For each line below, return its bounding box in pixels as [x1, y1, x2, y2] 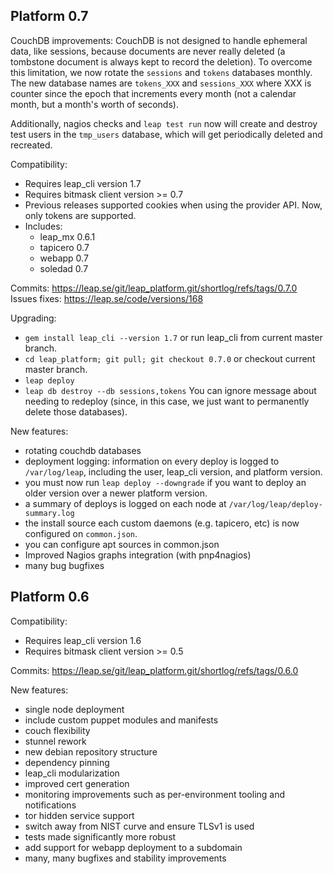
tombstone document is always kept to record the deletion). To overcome [10, 55, 313, 68]
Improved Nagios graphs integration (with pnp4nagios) [24, 549, 252, 561]
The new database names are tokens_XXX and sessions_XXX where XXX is [10, 77, 312, 89]
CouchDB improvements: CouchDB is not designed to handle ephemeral [10, 34, 308, 46]
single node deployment [24, 703, 125, 715]
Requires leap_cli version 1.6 [24, 634, 142, 646]
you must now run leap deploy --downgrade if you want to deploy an [24, 476, 307, 488]
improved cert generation [24, 777, 130, 789]
